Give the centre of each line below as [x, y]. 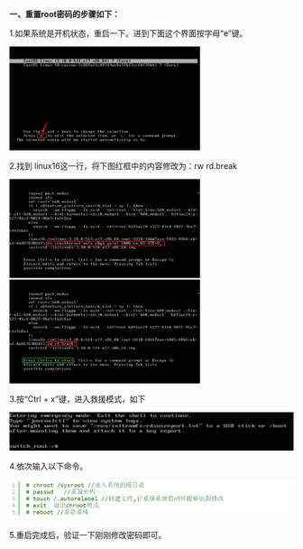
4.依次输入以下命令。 [49, 466]
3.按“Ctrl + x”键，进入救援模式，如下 [78, 399]
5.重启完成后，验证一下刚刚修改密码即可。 [88, 535]
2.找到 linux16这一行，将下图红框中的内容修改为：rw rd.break [123, 165]
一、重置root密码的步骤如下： [64, 14]
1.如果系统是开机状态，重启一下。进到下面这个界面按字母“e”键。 [129, 33]
